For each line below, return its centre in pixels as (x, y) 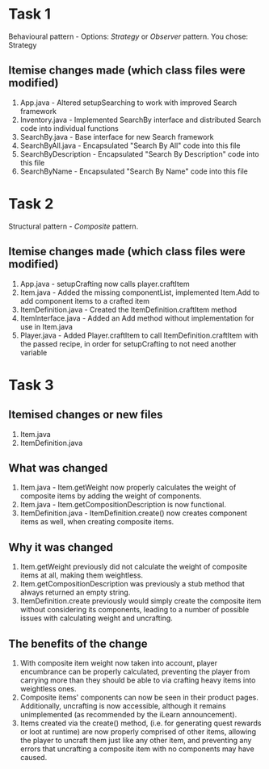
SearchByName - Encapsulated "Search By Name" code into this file (134, 171)
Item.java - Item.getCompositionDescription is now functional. (123, 505)
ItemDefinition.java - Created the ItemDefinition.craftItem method (128, 309)
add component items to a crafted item (84, 300)
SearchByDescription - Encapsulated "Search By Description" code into (140, 153)
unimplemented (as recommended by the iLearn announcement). (128, 714)
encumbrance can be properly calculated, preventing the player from (135, 671)
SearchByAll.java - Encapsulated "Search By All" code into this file (130, 145)
